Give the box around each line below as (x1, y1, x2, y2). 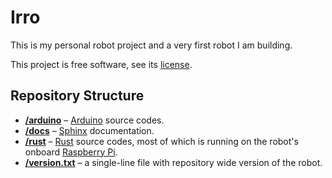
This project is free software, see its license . (10, 58, 193, 70)
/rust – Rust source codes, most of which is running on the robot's (24, 135, 299, 147)
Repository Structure (10, 87, 145, 105)
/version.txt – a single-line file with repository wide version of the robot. (24, 156, 323, 168)
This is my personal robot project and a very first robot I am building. (10, 39, 293, 51)
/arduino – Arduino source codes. (24, 114, 165, 126)
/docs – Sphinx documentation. (24, 124, 155, 136)
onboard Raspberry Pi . (24, 146, 118, 158)
